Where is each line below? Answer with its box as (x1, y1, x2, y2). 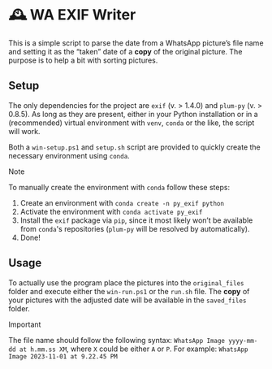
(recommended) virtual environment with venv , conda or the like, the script (8, 118, 255, 128)
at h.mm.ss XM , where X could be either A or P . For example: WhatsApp (19, 344, 248, 354)
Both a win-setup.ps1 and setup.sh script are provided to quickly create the (8, 142, 261, 152)
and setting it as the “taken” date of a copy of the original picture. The (8, 46, 243, 56)
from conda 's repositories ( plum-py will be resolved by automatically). (19, 224, 250, 233)
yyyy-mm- (228, 336, 258, 345)
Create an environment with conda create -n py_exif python (19, 198, 225, 207)
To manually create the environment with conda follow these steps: (8, 182, 230, 192)
